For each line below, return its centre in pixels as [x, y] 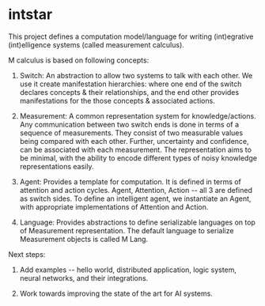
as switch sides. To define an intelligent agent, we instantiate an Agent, [135, 198]
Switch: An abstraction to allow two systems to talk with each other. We [136, 75]
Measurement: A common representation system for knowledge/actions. [138, 115]
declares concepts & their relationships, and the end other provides [129, 92]
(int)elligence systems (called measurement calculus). [96, 44]
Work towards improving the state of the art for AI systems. [116, 293]
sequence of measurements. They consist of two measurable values [131, 133]
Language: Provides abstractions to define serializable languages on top [137, 222]
